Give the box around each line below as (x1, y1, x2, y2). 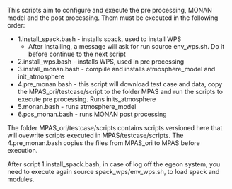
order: (7, 21, 25, 29)
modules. (7, 175, 35, 183)
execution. (7, 147, 38, 154)
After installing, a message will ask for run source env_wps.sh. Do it (28, 42, 225, 50)
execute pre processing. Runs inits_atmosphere (17, 95, 156, 103)
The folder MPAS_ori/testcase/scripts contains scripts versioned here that (7, 124, 223, 132)
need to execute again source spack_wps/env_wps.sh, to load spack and (7, 168, 220, 176)
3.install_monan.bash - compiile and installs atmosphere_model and (17, 65, 216, 73)
